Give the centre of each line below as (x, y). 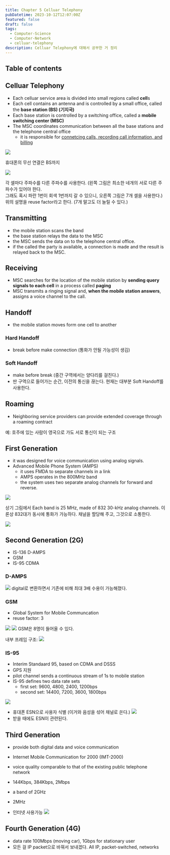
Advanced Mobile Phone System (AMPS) (55, 466)
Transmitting (26, 218)
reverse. (29, 488)
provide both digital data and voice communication (66, 747)
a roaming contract (32, 422)
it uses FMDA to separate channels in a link (65, 472)
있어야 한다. (30, 189)
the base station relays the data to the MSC (58, 236)
